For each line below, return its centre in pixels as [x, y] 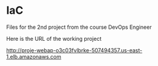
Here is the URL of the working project [54, 38]
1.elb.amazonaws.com [34, 56]
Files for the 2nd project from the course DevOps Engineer [79, 27]
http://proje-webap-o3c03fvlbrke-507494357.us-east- [74, 50]
